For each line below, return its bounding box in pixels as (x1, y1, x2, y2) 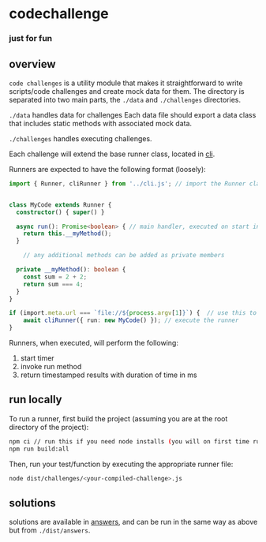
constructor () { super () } (16, 208, 105, 216)
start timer (20, 353, 54, 363)
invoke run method (20, 362, 82, 372)
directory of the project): (9, 422, 89, 432)
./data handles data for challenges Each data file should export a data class (9, 110, 257, 119)
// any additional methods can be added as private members (23, 252, 225, 260)
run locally (9, 393, 62, 406)
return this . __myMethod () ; (23, 230, 112, 237)
